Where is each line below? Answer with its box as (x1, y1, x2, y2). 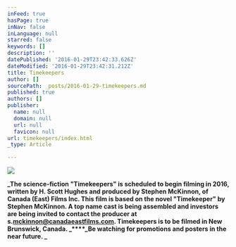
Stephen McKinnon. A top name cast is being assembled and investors (7, 202, 219, 211)
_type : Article (7, 141, 52, 148)
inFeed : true (7, 10, 46, 18)
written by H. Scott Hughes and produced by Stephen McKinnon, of (7, 187, 209, 196)
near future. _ (7, 232, 48, 241)
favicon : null (13, 128, 55, 135)
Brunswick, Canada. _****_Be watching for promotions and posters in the (7, 224, 227, 233)
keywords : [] (7, 43, 46, 50)
